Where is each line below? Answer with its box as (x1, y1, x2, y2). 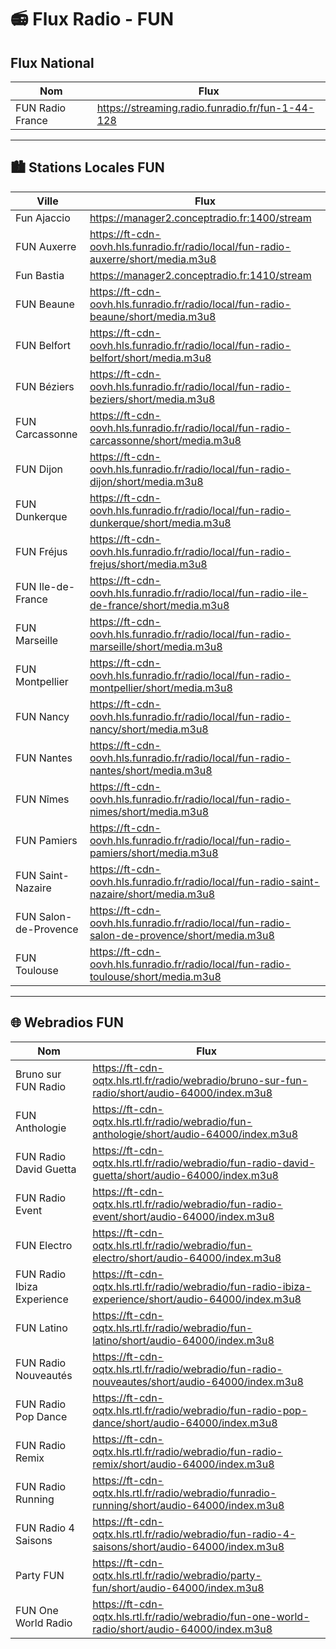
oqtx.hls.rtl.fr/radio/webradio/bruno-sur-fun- (92, 1073, 309, 1087)
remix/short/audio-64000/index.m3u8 (92, 1457, 275, 1471)
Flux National (10, 54, 95, 71)
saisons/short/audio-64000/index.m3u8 (92, 1539, 285, 1553)
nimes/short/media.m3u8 (89, 804, 210, 818)
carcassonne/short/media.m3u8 (89, 433, 242, 447)
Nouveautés (15, 1368, 73, 1382)
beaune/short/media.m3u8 (89, 309, 217, 323)
